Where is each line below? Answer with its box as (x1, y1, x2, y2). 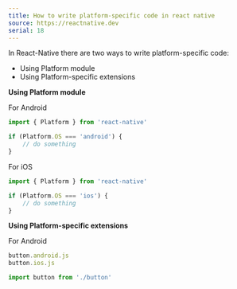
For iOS (8, 162, 33, 171)
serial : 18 (8, 26, 45, 34)
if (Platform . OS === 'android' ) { (8, 133, 123, 141)
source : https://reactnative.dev (8, 19, 119, 27)
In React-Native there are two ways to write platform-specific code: (8, 49, 229, 58)
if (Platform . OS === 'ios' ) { (8, 192, 109, 200)
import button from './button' (8, 274, 112, 282)
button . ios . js (8, 260, 56, 268)
